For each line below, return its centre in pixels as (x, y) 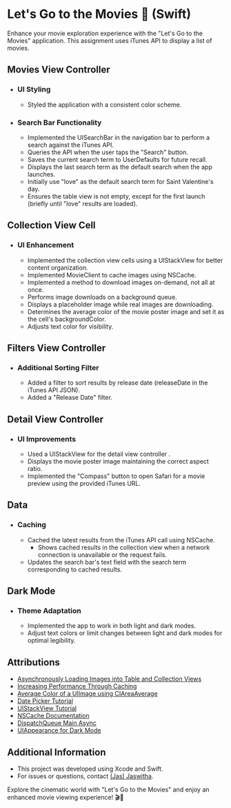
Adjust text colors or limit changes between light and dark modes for (125, 633)
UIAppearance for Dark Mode (59, 731)
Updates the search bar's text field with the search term (107, 562)
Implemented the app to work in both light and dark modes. (112, 626)
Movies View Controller (59, 70)
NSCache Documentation (53, 716)
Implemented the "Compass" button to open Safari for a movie (116, 476)
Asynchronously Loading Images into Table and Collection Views (109, 679)
